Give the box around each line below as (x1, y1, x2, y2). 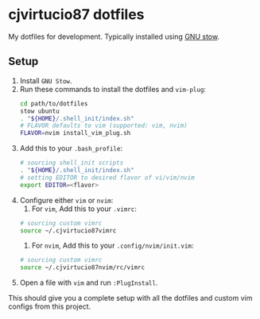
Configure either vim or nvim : (19, 195, 114, 205)
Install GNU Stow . (19, 75, 72, 85)
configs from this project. (8, 302, 91, 311)
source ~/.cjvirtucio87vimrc (19, 226, 117, 235)
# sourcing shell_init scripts (19, 159, 124, 167)
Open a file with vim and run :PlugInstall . (19, 278, 158, 287)
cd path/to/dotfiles (19, 99, 88, 108)
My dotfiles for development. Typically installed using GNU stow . (8, 32, 220, 41)
